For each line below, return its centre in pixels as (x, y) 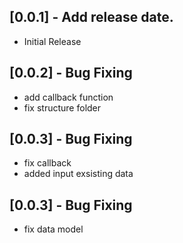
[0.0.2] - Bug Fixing (71, 73)
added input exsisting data (78, 174)
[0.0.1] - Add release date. (91, 17)
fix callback (47, 163)
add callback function (68, 97)
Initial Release (52, 41)
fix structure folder (62, 107)
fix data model (53, 229)
